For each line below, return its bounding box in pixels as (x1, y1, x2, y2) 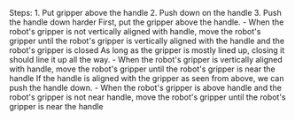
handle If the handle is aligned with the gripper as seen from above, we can (9, 73, 284, 83)
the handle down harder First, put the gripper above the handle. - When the (9, 17, 284, 27)
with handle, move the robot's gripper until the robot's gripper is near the (9, 64, 276, 74)
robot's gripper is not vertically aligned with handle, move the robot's (9, 26, 261, 36)
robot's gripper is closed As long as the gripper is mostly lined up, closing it (9, 45, 285, 56)
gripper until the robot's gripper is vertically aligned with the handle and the (9, 35, 285, 46)
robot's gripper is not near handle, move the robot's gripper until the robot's (9, 92, 286, 102)
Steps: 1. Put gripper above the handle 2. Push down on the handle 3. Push (9, 8, 282, 18)
